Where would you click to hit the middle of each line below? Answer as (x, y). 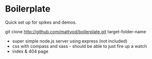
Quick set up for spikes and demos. (41, 22)
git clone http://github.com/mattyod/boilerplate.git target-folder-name (76, 31)
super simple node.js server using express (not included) (70, 41)
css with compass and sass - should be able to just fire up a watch (79, 46)
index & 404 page (30, 51)
